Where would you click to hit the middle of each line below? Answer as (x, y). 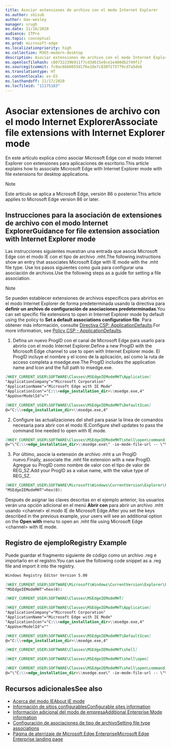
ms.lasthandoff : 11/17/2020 (35, 81)
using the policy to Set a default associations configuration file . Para (78, 320)
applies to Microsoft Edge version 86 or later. (52, 199)
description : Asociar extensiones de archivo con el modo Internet (78, 57)
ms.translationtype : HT (31, 72)
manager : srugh (21, 24)
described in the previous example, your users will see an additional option (84, 516)
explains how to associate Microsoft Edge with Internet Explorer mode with (84, 168)
